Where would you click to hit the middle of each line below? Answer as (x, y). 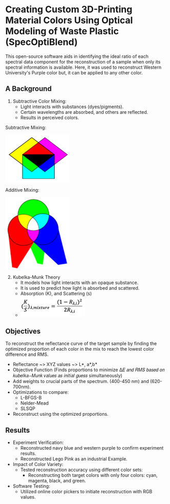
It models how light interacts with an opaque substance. (79, 283)
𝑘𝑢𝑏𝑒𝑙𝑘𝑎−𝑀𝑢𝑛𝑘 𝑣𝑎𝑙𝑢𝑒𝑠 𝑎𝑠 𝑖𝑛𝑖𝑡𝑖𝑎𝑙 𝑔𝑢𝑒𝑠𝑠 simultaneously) (68, 376)
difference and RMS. (27, 354)
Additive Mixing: (22, 190)
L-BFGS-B (31, 398)
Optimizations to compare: (41, 392)
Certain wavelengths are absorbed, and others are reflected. (84, 112)
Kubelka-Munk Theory (36, 277)
